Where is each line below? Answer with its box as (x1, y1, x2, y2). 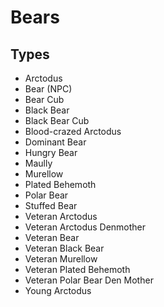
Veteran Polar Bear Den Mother (24, 274, 154, 286)
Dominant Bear (24, 136, 87, 148)
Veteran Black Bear (24, 242, 105, 254)
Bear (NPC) (24, 83, 73, 95)
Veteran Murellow (24, 253, 98, 265)
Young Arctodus (24, 285, 92, 296)
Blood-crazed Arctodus (24, 126, 122, 137)
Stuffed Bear (24, 200, 78, 211)
